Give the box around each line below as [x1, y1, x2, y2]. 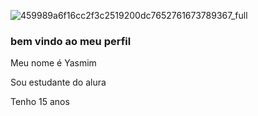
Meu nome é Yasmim [10, 57, 97, 69]
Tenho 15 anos [10, 96, 70, 108]
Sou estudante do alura [10, 76, 107, 89]
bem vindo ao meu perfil [10, 34, 132, 48]
